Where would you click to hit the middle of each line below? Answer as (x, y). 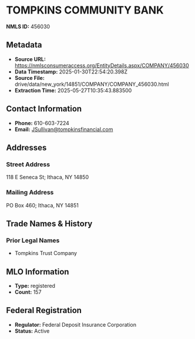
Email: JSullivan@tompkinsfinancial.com (64, 129)
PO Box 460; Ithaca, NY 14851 (43, 205)
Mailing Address (30, 193)
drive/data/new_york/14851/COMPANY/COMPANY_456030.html (92, 84)
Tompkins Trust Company (46, 253)
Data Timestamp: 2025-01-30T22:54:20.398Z (71, 72)
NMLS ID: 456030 (28, 26)
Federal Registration (44, 311)
